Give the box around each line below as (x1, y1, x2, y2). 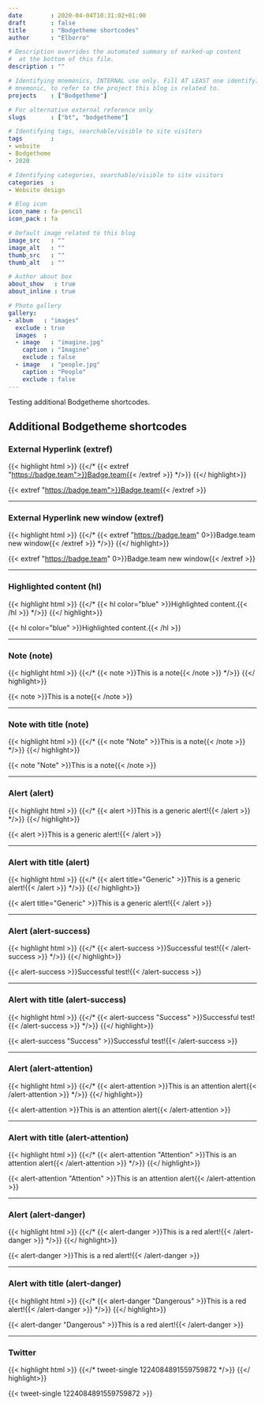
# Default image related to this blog (8, 229, 136, 237)
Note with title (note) (8, 719, 89, 730)
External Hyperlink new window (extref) (8, 512, 164, 523)
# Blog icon (8, 200, 47, 208)
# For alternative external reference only (8, 106, 154, 114)
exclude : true (15, 323, 65, 332)
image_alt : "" (8, 244, 65, 251)
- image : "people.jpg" (15, 361, 101, 369)
